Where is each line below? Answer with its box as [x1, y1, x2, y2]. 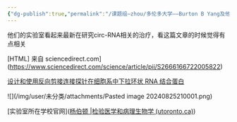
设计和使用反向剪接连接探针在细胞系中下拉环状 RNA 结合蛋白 [7, 77, 185, 85]
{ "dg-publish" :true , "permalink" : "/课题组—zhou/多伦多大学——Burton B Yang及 [7, 10, 226, 18]
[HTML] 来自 [7, 54, 44, 63]
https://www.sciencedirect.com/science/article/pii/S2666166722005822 [9, 62, 221, 71]
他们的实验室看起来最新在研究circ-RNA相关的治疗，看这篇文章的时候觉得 [7, 30, 220, 39]
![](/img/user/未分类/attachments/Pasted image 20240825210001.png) [7, 92, 213, 100]
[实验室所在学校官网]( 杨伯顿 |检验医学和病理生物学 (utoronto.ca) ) [7, 106, 196, 115]
